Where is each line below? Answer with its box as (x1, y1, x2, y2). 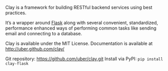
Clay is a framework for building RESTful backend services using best (5, 5, 153, 10)
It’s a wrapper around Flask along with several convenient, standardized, (5, 20, 158, 26)
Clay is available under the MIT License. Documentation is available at (5, 40, 153, 46)
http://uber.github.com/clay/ (5, 46, 65, 52)
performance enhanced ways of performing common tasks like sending (5, 25, 157, 31)
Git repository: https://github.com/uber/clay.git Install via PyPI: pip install (5, 56, 163, 62)
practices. (5, 10, 27, 16)
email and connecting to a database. (5, 31, 82, 36)
